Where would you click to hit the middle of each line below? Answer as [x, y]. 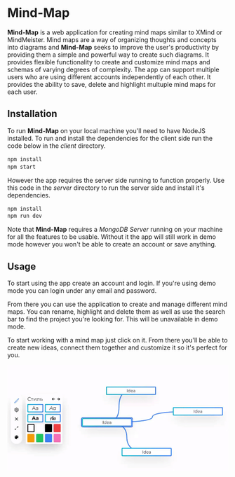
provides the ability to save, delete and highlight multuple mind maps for [112, 84]
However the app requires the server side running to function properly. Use [116, 180]
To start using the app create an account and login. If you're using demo [112, 283]
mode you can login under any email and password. [82, 291]
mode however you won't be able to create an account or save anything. [112, 244]
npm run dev [25, 216]
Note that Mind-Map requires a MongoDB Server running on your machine [115, 230]
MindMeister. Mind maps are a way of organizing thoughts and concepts [112, 39]
